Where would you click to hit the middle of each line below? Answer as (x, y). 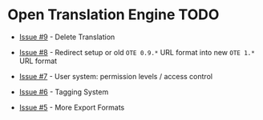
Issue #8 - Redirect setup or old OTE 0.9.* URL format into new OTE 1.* (137, 52)
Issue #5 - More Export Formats (72, 107)
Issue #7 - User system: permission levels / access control (116, 76)
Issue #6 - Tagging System (64, 92)
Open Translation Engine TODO (113, 15)
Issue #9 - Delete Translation (67, 37)
